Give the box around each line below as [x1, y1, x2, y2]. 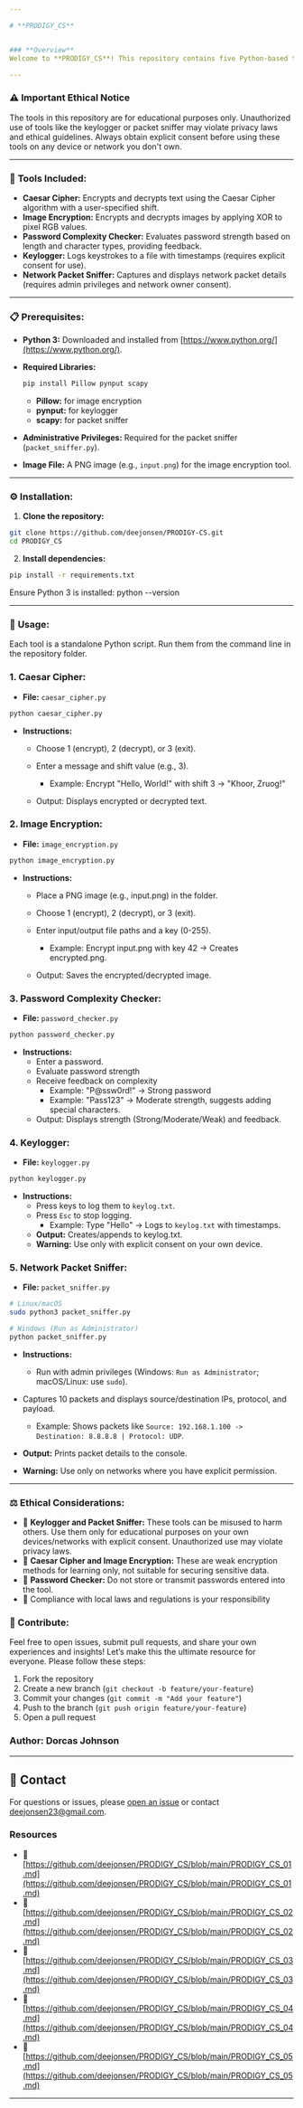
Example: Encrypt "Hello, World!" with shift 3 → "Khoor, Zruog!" [49, 778, 286, 789]
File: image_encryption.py [22, 838, 119, 849]
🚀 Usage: [9, 618, 50, 630]
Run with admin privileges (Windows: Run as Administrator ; [35, 1366, 260, 1377]
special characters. [49, 1104, 121, 1115]
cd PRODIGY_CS [9, 537, 63, 546]
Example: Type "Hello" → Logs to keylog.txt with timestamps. [49, 1220, 281, 1231]
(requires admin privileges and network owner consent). [22, 279, 232, 289]
